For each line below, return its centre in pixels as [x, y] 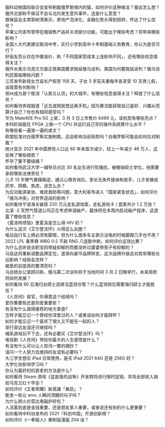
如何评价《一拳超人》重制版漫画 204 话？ [47, 420]
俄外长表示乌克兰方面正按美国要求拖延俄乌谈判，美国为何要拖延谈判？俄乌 [80, 69]
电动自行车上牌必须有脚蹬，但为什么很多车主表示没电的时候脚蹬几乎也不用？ [82, 235]
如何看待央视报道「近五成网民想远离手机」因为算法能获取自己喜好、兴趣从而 [82, 106]
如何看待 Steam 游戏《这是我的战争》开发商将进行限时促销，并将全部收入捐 [82, 377]
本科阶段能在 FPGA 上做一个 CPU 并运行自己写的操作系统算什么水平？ [76, 124]
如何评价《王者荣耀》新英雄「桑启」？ [44, 389]
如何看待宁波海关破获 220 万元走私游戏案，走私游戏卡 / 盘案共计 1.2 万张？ [81, 204]
